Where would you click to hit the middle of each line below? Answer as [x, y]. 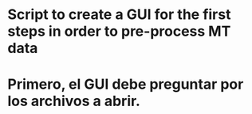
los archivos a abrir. [74, 101]
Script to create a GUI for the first [119, 15]
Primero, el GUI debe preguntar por [126, 84]
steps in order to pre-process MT [119, 31]
